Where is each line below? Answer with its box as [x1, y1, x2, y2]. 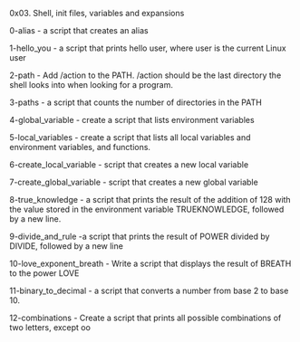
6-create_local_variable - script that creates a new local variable [9, 159, 249, 170]
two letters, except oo [9, 322, 91, 333]
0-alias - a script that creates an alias [9, 25, 149, 35]
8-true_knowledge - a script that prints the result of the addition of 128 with [9, 195, 292, 204]
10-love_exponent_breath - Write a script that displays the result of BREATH [9, 258, 292, 269]
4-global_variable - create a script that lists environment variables [9, 115, 256, 125]
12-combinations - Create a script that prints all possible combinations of [9, 312, 282, 323]
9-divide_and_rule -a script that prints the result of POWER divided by [9, 231, 270, 242]
